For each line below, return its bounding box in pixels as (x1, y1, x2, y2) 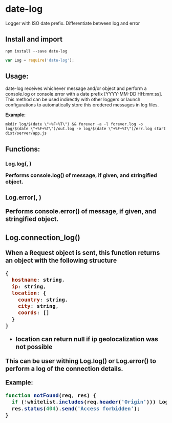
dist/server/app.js (5, 131, 47, 136)
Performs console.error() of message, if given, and (5, 207, 156, 216)
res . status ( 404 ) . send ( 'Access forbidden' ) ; (11, 405, 141, 412)
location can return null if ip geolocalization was (15, 335, 159, 343)
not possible (15, 343, 53, 351)
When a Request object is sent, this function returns (5, 248, 160, 257)
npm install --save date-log (5, 48, 68, 54)
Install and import (5, 35, 63, 44)
